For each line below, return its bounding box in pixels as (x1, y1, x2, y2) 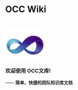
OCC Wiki (5, 4, 47, 15)
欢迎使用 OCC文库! (5, 67, 51, 74)
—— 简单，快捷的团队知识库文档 (5, 79, 73, 86)
